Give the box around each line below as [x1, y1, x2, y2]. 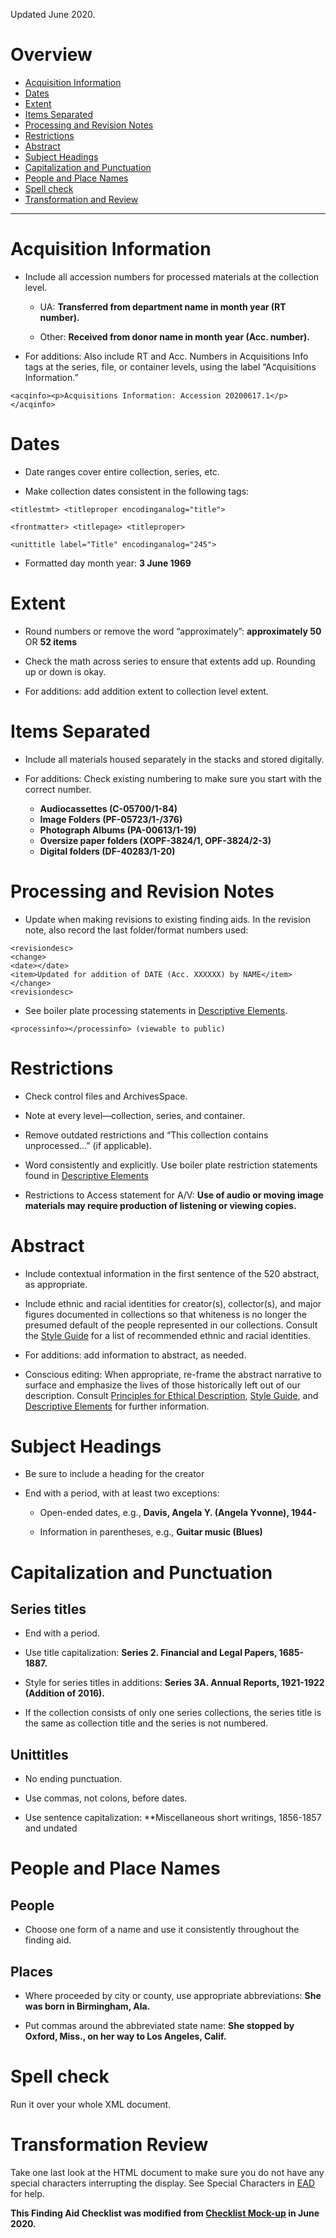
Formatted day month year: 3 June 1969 [24, 557, 192, 569]
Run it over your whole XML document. [10, 2099, 172, 2110]
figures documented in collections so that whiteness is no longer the [24, 1308, 307, 1320]
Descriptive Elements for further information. [24, 1400, 210, 1412]
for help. [10, 2187, 45, 2199]
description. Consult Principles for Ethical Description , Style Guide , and [24, 1389, 319, 1401]
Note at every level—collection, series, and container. [24, 1109, 245, 1121]
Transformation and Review [24, 193, 139, 205]
